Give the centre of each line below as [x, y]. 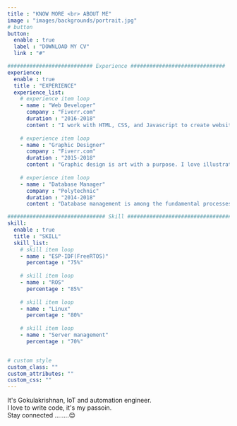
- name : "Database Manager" [63, 184]
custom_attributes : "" [41, 374]
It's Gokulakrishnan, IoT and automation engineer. [79, 401]
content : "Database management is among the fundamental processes [129, 204]
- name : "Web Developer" [58, 106]
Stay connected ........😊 [42, 415]
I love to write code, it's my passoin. [60, 408]
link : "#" [30, 54]
